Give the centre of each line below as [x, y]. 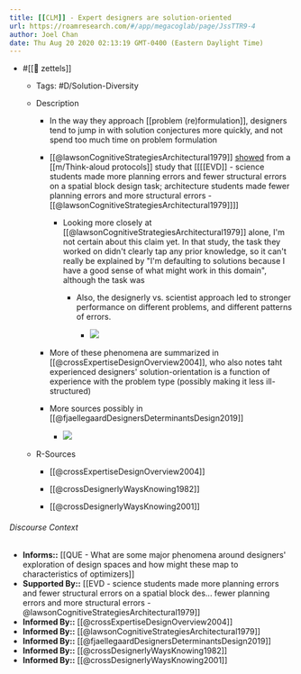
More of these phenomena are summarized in [134, 353]
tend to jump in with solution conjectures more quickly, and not [166, 131]
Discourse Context [44, 527]
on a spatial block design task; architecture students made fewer [169, 187]
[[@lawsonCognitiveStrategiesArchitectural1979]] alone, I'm [174, 232]
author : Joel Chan [44, 34]
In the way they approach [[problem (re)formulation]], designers [168, 121]
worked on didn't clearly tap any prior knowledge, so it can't [174, 251]
